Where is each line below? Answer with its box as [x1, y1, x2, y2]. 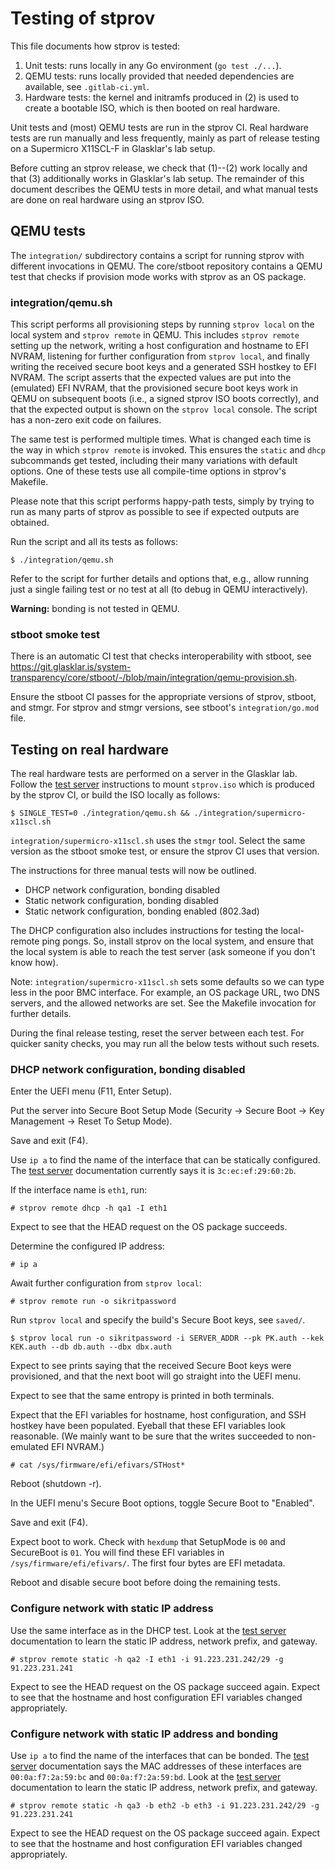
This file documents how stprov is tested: [10, 40, 181, 52]
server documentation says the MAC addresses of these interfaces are [10, 1760, 302, 1772]
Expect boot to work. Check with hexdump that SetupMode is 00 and [10, 1536, 286, 1548]
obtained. [10, 517, 50, 529]
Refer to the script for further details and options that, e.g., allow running [10, 573, 310, 585]
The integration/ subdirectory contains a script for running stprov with [10, 249, 305, 261]
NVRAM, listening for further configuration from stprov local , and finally [10, 350, 310, 362]
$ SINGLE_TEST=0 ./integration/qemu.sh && [10, 808, 190, 819]
